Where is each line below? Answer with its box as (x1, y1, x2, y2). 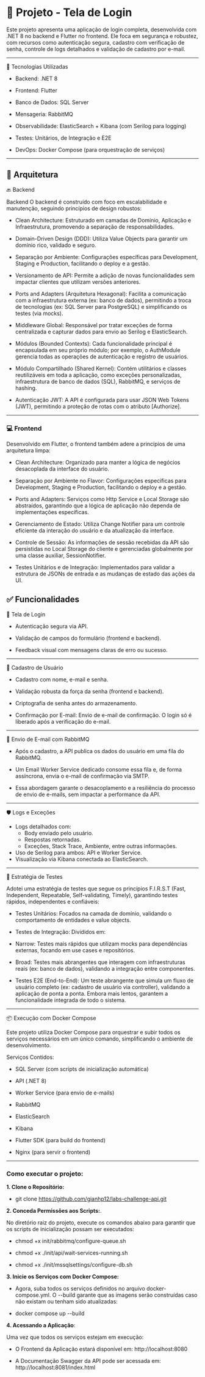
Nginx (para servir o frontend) (15, 1148, 91, 1156)
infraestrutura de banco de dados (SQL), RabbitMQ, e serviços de (15, 377, 181, 385)
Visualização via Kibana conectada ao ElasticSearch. (15, 855, 148, 863)
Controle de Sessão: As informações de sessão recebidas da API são (15, 539, 189, 546)
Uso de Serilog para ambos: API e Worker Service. (15, 849, 142, 856)
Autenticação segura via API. (15, 622, 88, 630)
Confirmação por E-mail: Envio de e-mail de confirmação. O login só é (15, 711, 192, 719)
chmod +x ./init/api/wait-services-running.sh (15, 1250, 128, 1257)
